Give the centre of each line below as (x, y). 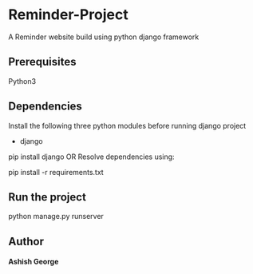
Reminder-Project (69, 15)
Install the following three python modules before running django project (127, 125)
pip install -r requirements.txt (56, 172)
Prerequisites (42, 62)
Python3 (22, 81)
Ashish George (34, 262)
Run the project (47, 197)
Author (26, 241)
